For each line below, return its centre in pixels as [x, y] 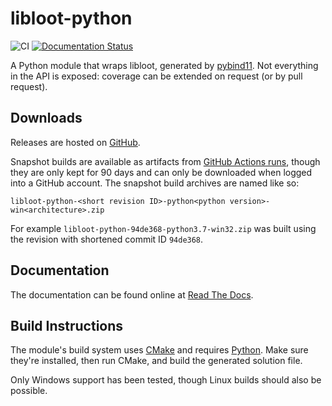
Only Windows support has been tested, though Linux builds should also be [166, 380]
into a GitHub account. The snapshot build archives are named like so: [155, 183]
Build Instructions [67, 325]
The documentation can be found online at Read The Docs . [132, 294]
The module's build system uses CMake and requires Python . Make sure [159, 350]
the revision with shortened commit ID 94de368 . [107, 239]
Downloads [46, 118]
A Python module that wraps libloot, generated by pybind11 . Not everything [164, 65]
